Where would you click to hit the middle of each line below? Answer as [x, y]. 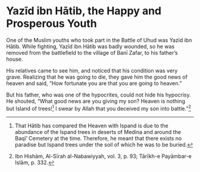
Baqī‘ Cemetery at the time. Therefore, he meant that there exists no [98, 138]
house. [15, 59]
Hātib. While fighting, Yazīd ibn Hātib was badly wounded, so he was [90, 46]
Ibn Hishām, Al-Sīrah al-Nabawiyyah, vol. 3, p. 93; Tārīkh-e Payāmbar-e [103, 156]
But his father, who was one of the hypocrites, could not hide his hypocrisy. [99, 95]
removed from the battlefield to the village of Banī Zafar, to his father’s [92, 52]
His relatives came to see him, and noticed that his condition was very [92, 70]
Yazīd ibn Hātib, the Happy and [84, 11]
